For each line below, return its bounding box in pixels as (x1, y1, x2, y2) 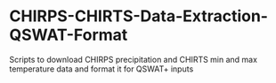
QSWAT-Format (9, 25, 128, 45)
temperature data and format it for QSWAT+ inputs (9, 64, 194, 74)
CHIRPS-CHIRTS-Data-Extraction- (9, 6, 269, 26)
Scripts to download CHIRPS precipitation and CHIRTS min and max (9, 54, 258, 64)
